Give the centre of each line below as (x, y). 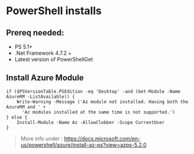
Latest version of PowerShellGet (54, 59)
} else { (17, 117)
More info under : (42, 138)
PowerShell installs (54, 11)
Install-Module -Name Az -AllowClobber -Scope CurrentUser (91, 122)
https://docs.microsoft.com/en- (102, 138)
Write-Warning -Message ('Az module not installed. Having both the (103, 101)
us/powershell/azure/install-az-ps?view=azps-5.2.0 (83, 145)
